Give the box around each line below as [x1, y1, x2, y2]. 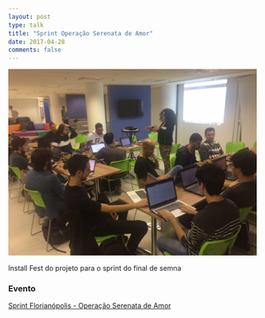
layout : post [8, 13, 51, 21]
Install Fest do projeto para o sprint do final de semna [8, 264, 181, 273]
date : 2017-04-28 [8, 38, 65, 46]
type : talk [8, 21, 44, 29]
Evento [8, 283, 36, 294]
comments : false [8, 46, 62, 54]
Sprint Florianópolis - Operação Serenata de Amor [8, 301, 172, 311]
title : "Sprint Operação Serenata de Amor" [8, 29, 154, 37]
